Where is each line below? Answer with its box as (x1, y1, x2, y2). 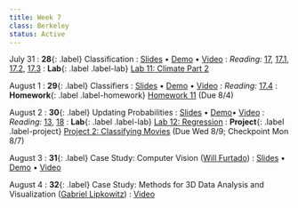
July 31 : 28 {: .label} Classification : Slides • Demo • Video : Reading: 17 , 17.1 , (9, 54, 289, 65)
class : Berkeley (9, 21, 69, 30)
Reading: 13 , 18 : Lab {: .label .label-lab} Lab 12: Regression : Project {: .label (9, 116, 285, 127)
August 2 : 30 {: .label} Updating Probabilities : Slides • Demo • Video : (9, 108, 265, 118)
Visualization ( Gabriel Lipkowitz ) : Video (9, 188, 156, 200)
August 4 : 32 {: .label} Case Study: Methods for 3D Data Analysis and (9, 180, 265, 190)
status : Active (9, 29, 66, 38)
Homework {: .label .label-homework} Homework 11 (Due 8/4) (9, 90, 234, 100)
